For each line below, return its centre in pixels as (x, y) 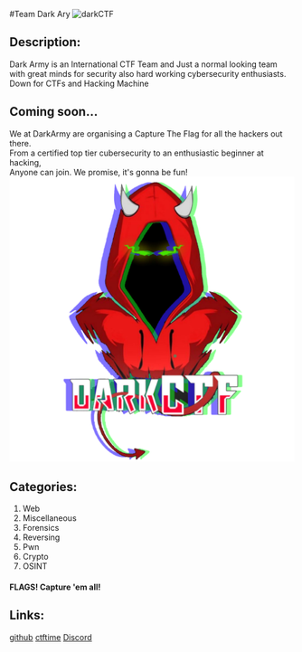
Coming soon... (54, 112)
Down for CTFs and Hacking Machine (79, 83)
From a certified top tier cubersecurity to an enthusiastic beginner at (137, 153)
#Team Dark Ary (40, 14)
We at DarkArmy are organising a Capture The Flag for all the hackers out (146, 133)
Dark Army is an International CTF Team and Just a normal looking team (143, 64)
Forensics (41, 528)
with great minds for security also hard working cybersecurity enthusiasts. (148, 73)
